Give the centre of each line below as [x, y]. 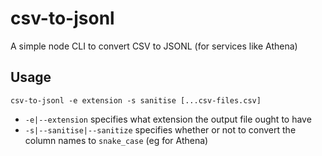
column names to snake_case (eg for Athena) [116, 140]
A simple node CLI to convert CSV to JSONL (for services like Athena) [154, 46]
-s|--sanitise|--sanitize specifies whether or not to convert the [160, 129]
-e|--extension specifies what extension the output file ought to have [168, 119]
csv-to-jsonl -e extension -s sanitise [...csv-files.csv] [136, 100]
